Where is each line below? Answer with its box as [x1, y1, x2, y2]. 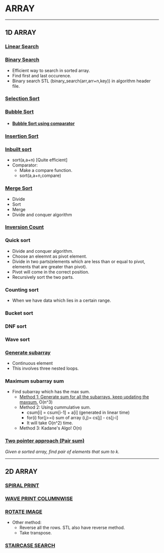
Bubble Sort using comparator [12, 120, 75, 126]
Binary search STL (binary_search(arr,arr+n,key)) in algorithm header [12, 78, 151, 84]
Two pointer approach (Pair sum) [5, 437, 84, 444]
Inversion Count [5, 224, 44, 231]
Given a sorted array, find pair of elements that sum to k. [5, 449, 120, 455]
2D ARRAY [5, 467, 38, 476]
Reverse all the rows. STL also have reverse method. [19, 525, 125, 530]
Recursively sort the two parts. [12, 274, 74, 280]
